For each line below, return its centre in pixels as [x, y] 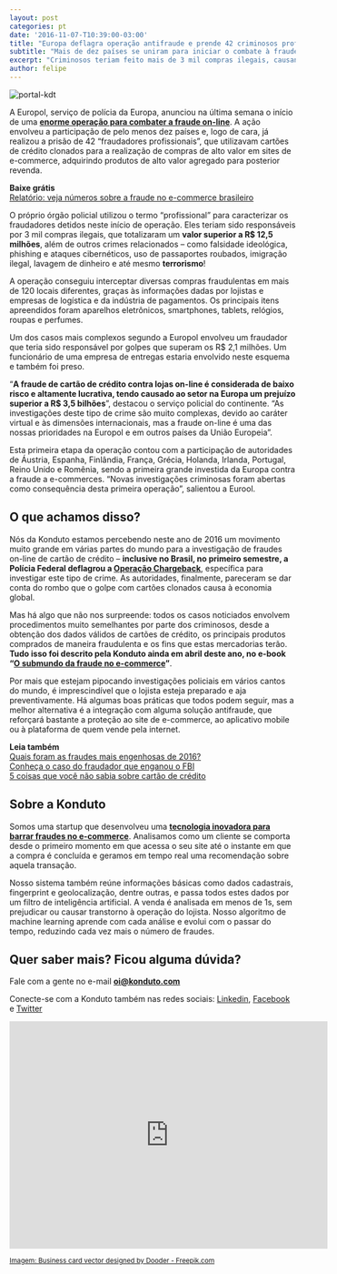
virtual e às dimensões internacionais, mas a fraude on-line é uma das [141, 422]
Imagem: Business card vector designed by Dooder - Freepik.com [112, 1261]
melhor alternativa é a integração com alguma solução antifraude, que [141, 710]
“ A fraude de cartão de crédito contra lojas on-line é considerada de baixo [152, 384]
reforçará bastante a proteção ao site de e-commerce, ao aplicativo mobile [150, 719]
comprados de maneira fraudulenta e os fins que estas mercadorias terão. [149, 643]
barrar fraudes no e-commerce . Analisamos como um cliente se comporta [150, 836]
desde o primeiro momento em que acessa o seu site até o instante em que [150, 845]
